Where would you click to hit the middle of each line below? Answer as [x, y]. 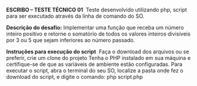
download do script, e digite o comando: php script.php [75, 77]
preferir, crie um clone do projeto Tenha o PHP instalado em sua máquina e [98, 58]
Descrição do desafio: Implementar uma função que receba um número [95, 28]
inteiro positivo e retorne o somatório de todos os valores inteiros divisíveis [98, 34]
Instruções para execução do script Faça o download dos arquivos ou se [98, 52]
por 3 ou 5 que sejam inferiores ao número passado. [71, 40]
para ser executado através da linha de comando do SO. [75, 16]
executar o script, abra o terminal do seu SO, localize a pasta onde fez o [95, 71]
